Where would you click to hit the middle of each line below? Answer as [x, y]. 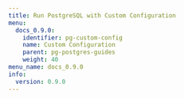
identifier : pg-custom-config [73, 38]
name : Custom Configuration [69, 45]
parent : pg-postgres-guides [69, 52]
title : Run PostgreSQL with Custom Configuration [92, 15]
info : [17, 74]
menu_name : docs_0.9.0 [46, 67]
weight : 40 [41, 60]
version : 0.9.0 [41, 81]
